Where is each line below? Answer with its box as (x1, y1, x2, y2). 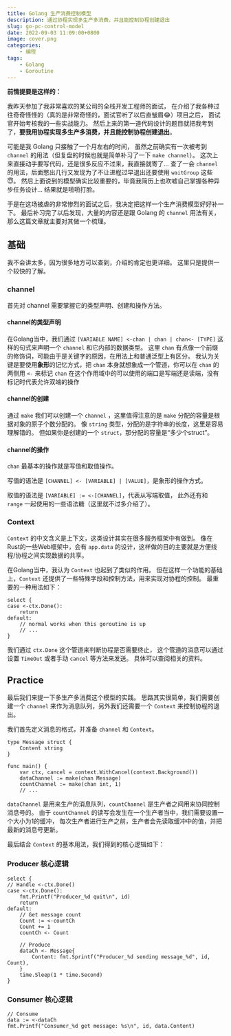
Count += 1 (19, 923, 51, 930)
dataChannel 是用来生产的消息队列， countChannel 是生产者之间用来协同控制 (7, 800, 220, 808)
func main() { (7, 763, 48, 770)
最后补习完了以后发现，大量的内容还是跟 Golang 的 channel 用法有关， (20, 208, 220, 216)
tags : (7, 55, 23, 62)
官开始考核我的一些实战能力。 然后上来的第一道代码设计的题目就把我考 (7, 119, 208, 127)
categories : (7, 42, 41, 49)
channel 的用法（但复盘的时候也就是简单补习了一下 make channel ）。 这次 (7, 150, 212, 159)
